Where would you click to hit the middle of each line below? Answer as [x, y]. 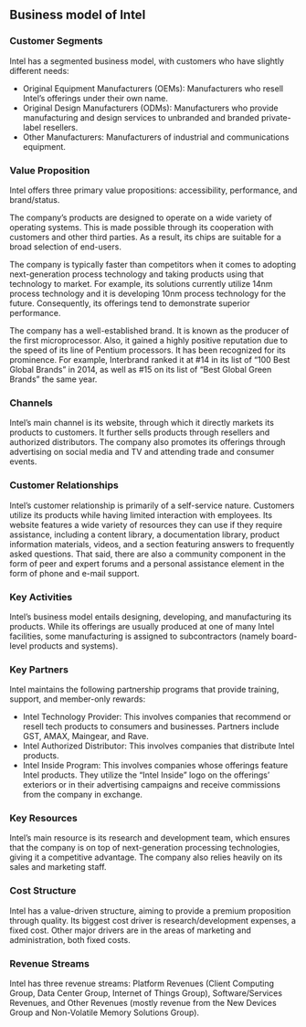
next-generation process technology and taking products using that [137, 274]
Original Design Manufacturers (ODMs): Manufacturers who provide [150, 108]
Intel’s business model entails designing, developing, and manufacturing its [151, 617]
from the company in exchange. [83, 795]
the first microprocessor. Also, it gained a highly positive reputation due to [148, 340]
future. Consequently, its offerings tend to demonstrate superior [130, 303]
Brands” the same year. [53, 379]
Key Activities [41, 597]
